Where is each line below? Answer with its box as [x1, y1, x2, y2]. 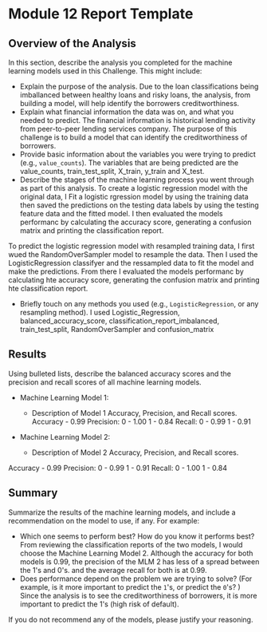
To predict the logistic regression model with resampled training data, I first [8, 241, 255, 251]
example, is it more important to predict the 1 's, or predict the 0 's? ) [19, 582, 241, 591]
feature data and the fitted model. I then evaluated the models [19, 209, 223, 218]
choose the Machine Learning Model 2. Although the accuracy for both [19, 548, 253, 558]
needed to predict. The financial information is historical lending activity [19, 116, 256, 124]
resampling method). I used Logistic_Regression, [19, 308, 181, 317]
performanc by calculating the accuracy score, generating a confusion [19, 217, 252, 227]
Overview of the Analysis [8, 37, 137, 50]
